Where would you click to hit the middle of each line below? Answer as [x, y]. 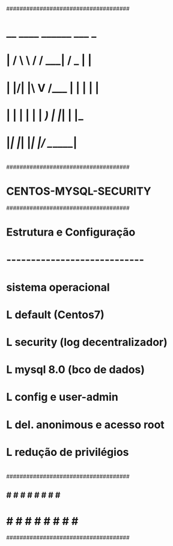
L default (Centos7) [56, 314]
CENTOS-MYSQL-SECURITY [79, 191]
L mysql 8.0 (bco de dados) [76, 370]
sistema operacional [58, 287]
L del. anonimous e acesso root [86, 424]
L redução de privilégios [68, 452]
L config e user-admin [62, 397]
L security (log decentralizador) [87, 342]
